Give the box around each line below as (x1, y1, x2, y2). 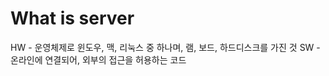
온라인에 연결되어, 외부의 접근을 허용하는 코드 (10, 53, 187, 66)
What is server (10, 7, 135, 30)
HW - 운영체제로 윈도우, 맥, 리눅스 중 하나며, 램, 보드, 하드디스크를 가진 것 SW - (10, 41, 321, 53)
